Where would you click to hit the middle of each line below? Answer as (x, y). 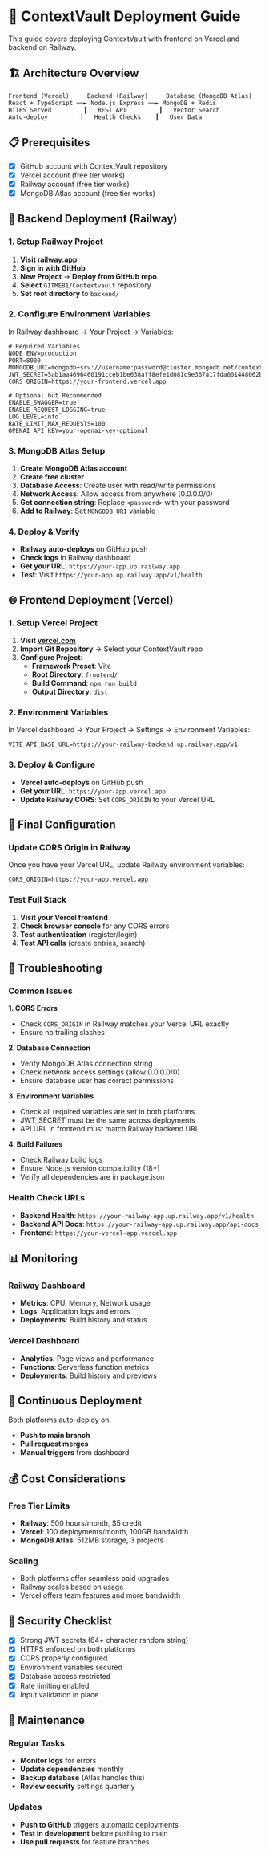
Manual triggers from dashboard (74, 1453)
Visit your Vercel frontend (64, 917)
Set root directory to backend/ (70, 293)
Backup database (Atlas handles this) (82, 1778)
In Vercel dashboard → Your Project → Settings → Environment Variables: (129, 730)
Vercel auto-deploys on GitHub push (81, 782)
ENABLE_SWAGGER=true (43, 402)
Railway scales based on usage (72, 1587)
